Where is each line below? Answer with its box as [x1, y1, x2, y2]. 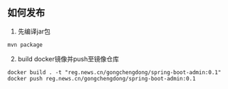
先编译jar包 [17, 27, 51, 36]
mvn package [7, 41, 43, 48]
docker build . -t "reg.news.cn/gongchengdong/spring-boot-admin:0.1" [7, 68, 222, 76]
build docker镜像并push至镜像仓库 [17, 54, 120, 63]
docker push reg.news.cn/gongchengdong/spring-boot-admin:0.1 [7, 75, 196, 82]
